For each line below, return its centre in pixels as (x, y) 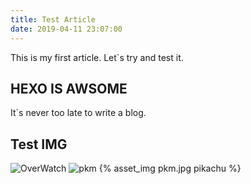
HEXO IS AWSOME (69, 88)
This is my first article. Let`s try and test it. (97, 57)
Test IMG (39, 144)
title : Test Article (53, 19)
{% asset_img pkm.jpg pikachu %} (170, 168)
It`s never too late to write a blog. (78, 113)
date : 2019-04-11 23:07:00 (66, 29)
